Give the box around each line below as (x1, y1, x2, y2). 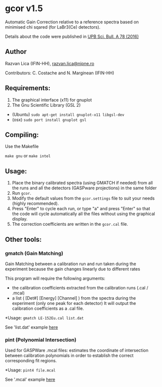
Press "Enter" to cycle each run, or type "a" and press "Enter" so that (12, 206, 150, 212)
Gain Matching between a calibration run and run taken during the (5, 261, 136, 267)
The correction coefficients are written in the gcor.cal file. (12, 221, 128, 227)
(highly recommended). (12, 201, 59, 206)
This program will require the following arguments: (5, 275, 105, 281)
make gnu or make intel (5, 153, 51, 159)
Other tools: (5, 235, 42, 243)
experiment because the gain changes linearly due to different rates (5, 266, 140, 272)
